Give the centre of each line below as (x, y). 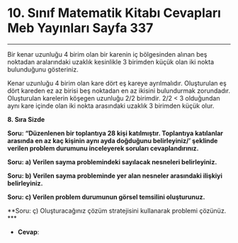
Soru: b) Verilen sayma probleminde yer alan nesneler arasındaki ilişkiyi (115, 176)
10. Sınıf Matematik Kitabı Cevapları (114, 13)
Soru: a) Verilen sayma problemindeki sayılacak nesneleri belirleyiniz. (112, 162)
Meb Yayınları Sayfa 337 (80, 28)
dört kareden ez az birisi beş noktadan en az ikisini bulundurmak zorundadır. (119, 91)
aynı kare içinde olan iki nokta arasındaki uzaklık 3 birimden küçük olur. (111, 106)
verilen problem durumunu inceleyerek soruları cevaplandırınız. (103, 148)
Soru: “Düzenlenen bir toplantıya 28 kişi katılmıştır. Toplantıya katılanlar (115, 133)
